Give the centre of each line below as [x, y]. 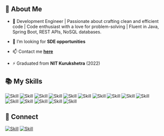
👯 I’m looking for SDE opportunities [49, 41]
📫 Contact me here [33, 51]
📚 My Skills [24, 81]
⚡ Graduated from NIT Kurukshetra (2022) [56, 63]
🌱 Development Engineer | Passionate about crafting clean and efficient [85, 21]
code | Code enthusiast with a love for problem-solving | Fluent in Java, [85, 26]
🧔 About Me [24, 9]
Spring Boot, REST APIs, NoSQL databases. [57, 32]
